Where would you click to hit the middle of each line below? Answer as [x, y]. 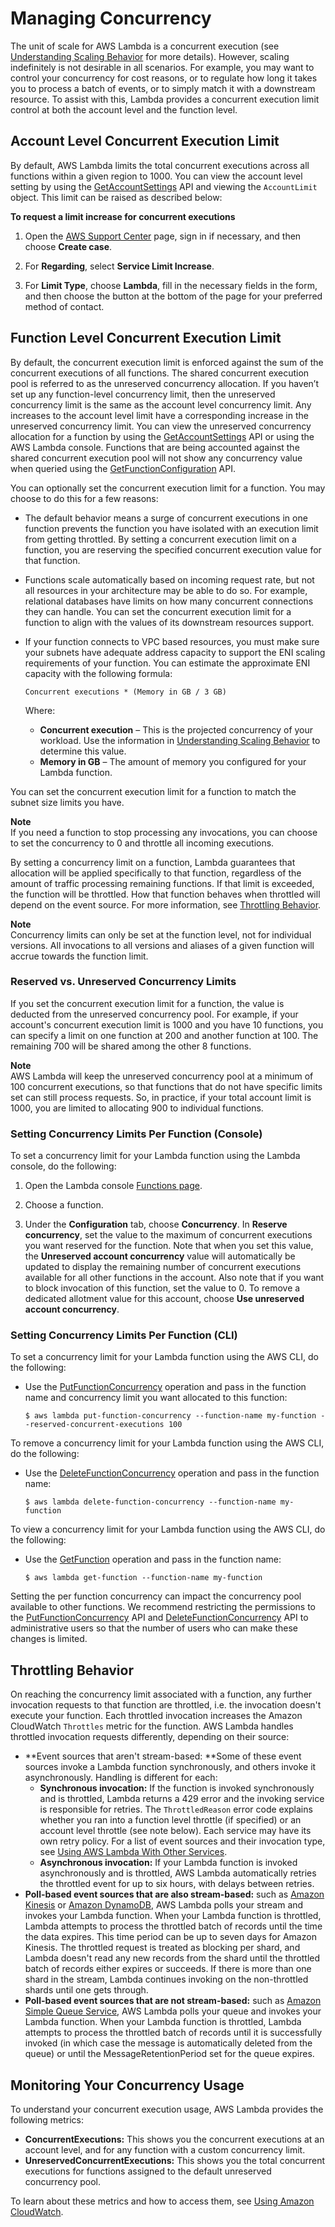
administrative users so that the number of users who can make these [154, 1628]
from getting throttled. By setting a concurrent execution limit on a [160, 539]
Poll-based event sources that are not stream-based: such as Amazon [173, 2001]
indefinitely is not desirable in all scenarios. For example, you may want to [162, 67]
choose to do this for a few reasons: [84, 498]
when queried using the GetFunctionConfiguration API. [123, 468]
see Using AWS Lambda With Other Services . [133, 1852]
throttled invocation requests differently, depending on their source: [150, 1737]
